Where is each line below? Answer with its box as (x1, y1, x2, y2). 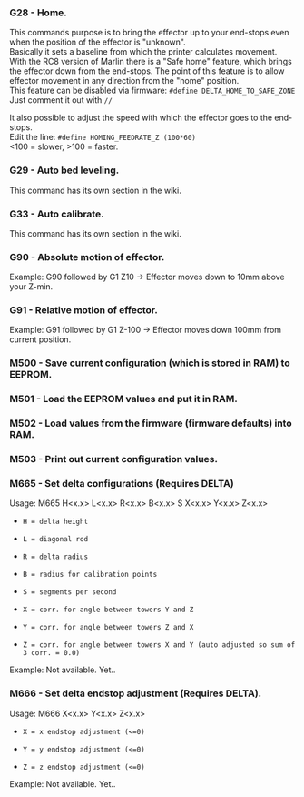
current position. (9, 334, 72, 345)
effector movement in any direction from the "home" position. (9, 76, 240, 86)
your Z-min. (9, 281, 54, 292)
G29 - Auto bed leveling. (9, 164, 120, 177)
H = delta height (22, 517, 89, 527)
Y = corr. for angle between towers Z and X (22, 623, 194, 632)
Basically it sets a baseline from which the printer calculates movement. (9, 46, 278, 57)
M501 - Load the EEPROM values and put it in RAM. (9, 393, 239, 406)
